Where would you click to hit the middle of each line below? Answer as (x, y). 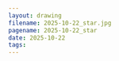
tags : (17, 45)
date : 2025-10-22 (37, 38)
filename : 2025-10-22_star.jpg (60, 23)
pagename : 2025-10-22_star (53, 30)
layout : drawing (35, 15)
